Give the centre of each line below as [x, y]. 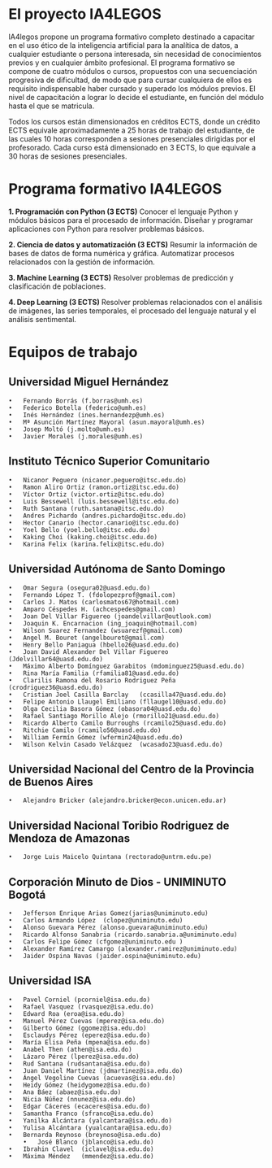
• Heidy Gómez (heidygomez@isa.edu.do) [80, 1085]
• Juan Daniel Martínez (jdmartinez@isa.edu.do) [96, 1070]
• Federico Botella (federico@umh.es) [78, 407]
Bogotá [27, 894]
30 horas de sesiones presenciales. [68, 156]
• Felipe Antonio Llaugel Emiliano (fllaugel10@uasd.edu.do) [118, 702]
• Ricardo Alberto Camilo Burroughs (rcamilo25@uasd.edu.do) [118, 723]
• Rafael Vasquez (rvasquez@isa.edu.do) [81, 1007]
